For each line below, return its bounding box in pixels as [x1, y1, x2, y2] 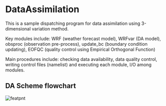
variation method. [32, 25, 69, 31]
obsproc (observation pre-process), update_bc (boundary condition [5, 41, 148, 47]
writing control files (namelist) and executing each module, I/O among [5, 61, 152, 67]
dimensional [5, 25, 31, 31]
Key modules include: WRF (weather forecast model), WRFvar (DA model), [5, 36, 161, 42]
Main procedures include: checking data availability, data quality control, [5, 56, 157, 62]
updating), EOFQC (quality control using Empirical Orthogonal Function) [5, 46, 156, 52]
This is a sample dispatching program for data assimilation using [5, 20, 141, 26]
